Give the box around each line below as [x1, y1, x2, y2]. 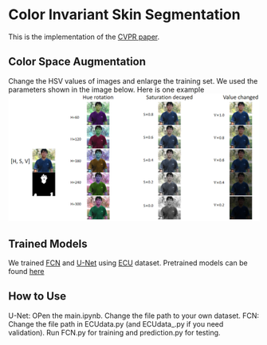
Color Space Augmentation [8, 55, 146, 69]
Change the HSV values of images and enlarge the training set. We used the [8, 76, 258, 85]
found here [8, 266, 45, 276]
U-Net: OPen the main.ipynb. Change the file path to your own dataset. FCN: [8, 311, 260, 320]
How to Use [8, 289, 67, 304]
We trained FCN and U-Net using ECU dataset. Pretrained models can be [8, 257, 249, 268]
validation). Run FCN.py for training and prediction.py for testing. [8, 327, 221, 337]
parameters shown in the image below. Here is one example [8, 84, 205, 94]
